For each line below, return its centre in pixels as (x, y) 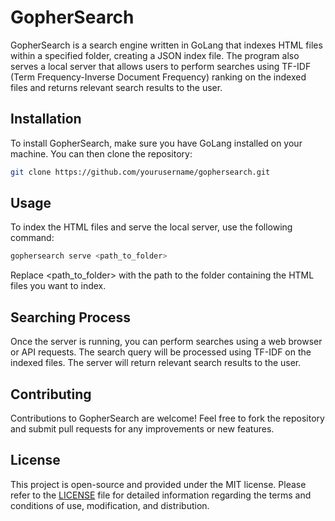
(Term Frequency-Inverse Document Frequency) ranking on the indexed (158, 77)
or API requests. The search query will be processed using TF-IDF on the (161, 352)
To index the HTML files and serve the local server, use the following (151, 227)
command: (32, 238)
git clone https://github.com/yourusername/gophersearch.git (140, 172)
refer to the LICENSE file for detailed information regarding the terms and (161, 495)
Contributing (51, 394)
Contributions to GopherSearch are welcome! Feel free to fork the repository (167, 418)
